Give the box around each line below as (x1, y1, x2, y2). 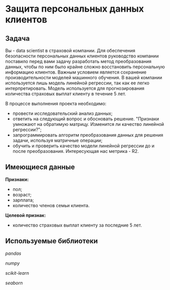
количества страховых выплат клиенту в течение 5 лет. (5, 91, 126, 96)
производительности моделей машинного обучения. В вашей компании (5, 75, 162, 80)
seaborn (5, 280, 23, 286)
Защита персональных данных (5, 3, 144, 15)
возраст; (12, 191, 32, 198)
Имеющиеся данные (5, 163, 75, 172)
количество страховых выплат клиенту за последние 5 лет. (12, 222, 142, 228)
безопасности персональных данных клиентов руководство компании (5, 53, 159, 59)
